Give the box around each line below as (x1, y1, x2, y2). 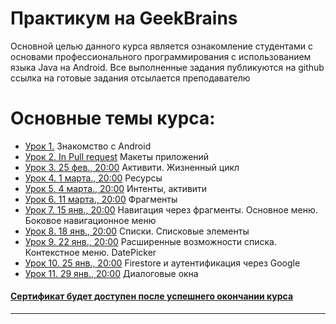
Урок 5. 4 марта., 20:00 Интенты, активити (24, 182, 208, 194)
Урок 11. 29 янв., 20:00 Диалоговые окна (24, 267, 199, 279)
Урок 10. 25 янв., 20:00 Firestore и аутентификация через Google (24, 257, 301, 269)
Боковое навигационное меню (24, 214, 157, 226)
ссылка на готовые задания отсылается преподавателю (10, 72, 251, 84)
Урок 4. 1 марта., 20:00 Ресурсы (24, 172, 163, 184)
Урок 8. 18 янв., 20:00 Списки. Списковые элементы (24, 225, 250, 237)
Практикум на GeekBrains (10, 7, 238, 30)
